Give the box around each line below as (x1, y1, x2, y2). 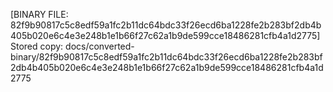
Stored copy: (10, 40, 64, 52)
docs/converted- (65, 40, 135, 52)
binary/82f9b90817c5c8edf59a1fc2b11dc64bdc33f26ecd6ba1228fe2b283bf (10, 51, 323, 63)
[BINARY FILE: (10, 9, 69, 20)
